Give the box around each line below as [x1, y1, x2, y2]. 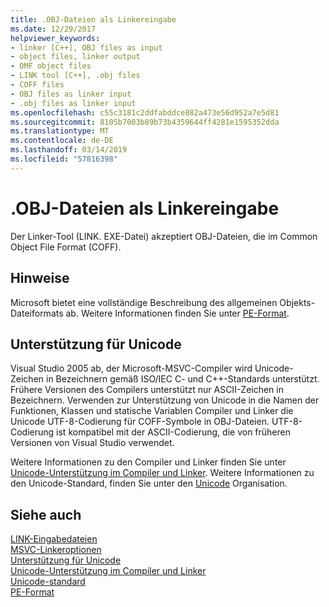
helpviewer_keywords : [10, 33, 101, 43]
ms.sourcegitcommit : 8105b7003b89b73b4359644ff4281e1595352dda [10, 117, 280, 127]
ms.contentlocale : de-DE [10, 136, 114, 146]
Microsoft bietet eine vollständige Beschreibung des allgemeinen [10, 296, 278, 308]
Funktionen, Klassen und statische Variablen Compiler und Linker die [10, 405, 294, 417]
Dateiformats [10, 307, 64, 319]
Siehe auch [10, 506, 82, 523]
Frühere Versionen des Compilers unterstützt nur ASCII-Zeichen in [10, 384, 284, 396]
